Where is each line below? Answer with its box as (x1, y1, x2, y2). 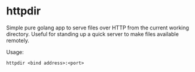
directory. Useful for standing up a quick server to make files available (6, 30, 179, 37)
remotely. (6, 37, 30, 44)
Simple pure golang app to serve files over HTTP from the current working (6, 24, 190, 31)
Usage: (6, 48, 24, 55)
